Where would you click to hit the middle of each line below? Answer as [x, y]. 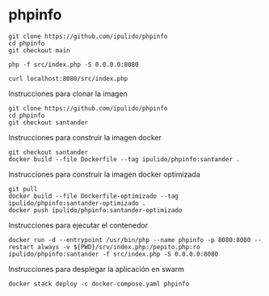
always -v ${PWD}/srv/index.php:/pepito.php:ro [119, 247]
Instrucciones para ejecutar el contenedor [78, 225]
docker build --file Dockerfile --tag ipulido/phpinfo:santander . [124, 159]
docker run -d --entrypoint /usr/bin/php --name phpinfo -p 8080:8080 [130, 240]
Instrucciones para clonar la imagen [68, 94]
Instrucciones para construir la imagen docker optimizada [104, 174]
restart [21, 247]
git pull [23, 189]
